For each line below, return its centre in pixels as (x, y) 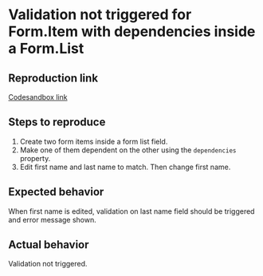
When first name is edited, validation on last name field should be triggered (131, 211)
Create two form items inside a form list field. (94, 141)
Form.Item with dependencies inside (132, 32)
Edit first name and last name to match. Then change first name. (125, 167)
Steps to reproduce (57, 122)
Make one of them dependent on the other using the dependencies (128, 150)
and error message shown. (53, 219)
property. (35, 158)
